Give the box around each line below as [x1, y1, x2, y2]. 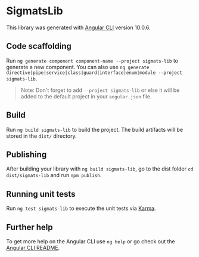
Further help [6, 222, 54, 232]
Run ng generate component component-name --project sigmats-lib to [6, 57, 179, 64]
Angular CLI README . [6, 244, 60, 251]
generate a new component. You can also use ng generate [6, 63, 150, 70]
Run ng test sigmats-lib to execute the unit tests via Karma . [6, 205, 156, 212]
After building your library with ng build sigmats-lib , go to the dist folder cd [6, 165, 194, 172]
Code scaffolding [6, 41, 71, 51]
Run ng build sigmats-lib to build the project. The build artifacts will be [6, 126, 184, 133]
